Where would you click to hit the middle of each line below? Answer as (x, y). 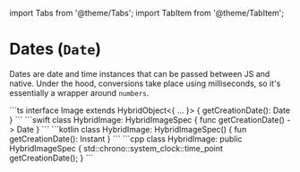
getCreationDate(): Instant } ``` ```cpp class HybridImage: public (126, 139)
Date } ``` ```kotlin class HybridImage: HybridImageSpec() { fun (132, 129)
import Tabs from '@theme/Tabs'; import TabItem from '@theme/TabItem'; (147, 13)
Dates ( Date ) (55, 49)
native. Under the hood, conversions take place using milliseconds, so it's (145, 83)
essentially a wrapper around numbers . (79, 92)
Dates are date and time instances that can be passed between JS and (140, 73)
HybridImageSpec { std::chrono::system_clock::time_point (116, 148)
